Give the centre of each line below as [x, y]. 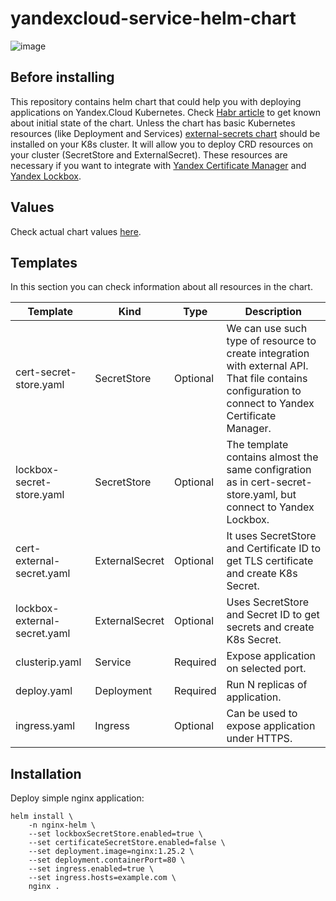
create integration [268, 354]
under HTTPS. [259, 739]
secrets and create [270, 627]
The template [257, 445]
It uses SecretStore [271, 536]
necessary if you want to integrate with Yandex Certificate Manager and [158, 165]
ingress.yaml [45, 726]
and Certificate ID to [274, 549]
